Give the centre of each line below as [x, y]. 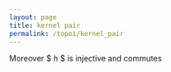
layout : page [33, 17]
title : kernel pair [45, 25]
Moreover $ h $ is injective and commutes [85, 59]
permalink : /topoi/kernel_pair [67, 33]
